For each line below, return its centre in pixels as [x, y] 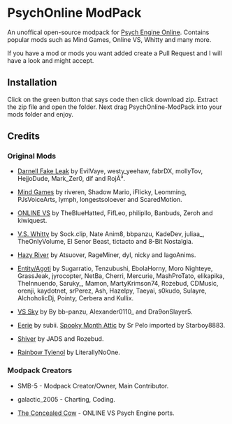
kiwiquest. [32, 221]
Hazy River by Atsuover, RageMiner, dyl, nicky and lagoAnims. [107, 255]
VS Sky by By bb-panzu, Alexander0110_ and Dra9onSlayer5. [105, 312]
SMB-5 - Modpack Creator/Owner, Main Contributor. [93, 386]
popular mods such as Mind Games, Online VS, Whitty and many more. [109, 39]
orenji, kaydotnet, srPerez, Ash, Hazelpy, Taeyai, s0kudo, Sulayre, [112, 291]
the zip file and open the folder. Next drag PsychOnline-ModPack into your [115, 107]
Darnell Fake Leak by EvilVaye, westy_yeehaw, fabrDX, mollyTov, [110, 171]
